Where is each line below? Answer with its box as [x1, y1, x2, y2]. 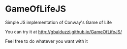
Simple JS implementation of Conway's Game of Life [5, 19, 112, 25]
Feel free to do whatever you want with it [5, 38, 88, 44]
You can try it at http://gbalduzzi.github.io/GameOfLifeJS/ [5, 29, 122, 34]
